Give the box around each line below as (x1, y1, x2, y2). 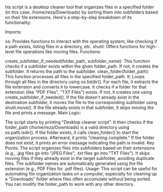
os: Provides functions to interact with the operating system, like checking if (5, 38, 157, 44)
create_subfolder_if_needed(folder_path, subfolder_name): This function (5, 58, 150, 64)
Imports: (5, 29, 22, 35)
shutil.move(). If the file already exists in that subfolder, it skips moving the (5, 105, 154, 110)
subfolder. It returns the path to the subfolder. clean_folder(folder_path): (5, 69, 149, 74)
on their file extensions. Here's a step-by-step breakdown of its (5, 15, 132, 20)
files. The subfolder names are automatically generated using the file (5, 160, 143, 166)
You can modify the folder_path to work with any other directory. (5, 181, 135, 187)
